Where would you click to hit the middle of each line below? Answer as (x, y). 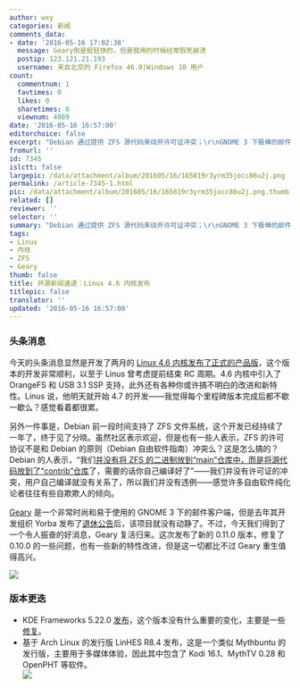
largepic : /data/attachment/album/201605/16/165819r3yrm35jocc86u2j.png (147, 175)
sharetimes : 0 (43, 109)
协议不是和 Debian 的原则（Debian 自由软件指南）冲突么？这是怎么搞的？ (144, 449)
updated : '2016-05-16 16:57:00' (69, 308)
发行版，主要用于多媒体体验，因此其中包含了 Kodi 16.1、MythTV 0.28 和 (154, 653)
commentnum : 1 (43, 84)
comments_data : (37, 34)
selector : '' (33, 217)
